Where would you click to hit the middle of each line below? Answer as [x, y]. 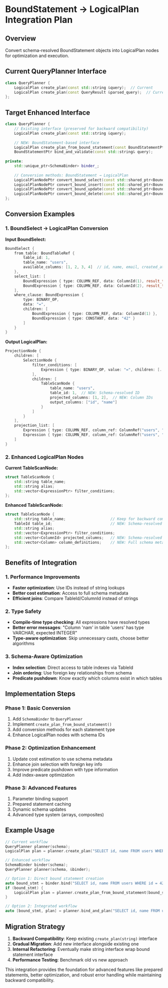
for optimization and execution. [37, 56]
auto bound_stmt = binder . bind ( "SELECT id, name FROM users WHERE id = [81, 883]
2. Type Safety [23, 611]
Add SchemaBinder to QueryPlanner [47, 719]
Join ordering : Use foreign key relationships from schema [72, 673]
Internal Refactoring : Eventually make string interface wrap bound [81, 949]
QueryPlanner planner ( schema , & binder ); [48, 870]
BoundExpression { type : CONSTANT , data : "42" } [83, 318]
